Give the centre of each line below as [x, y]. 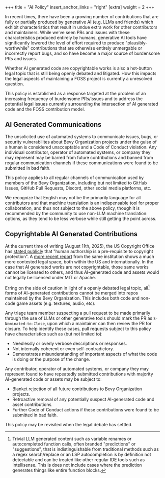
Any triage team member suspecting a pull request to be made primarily [78, 313]
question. [15, 84]
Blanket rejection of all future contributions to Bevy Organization [77, 389]
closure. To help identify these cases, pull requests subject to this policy [78, 329]
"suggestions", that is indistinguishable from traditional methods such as [85, 449]
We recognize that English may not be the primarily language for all [73, 197]
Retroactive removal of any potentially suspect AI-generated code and [83, 400]
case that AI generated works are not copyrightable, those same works [77, 267]
